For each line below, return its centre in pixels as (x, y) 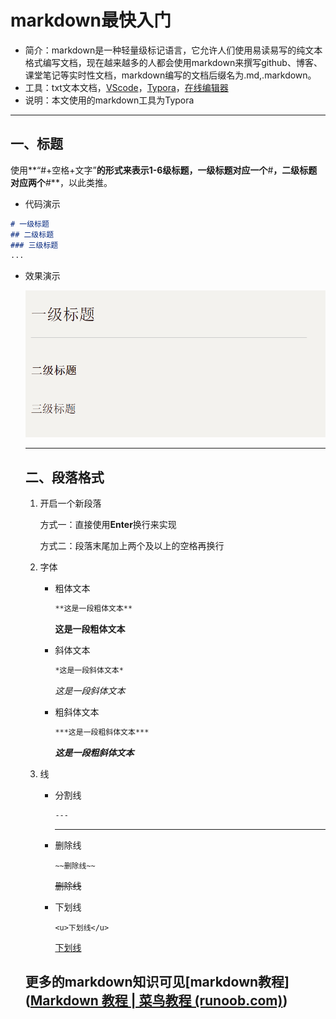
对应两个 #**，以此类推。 (61, 182)
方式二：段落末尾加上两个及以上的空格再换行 (132, 546)
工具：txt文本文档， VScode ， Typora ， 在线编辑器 (126, 87)
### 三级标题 (34, 245)
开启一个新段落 (70, 503)
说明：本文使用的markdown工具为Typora (109, 100)
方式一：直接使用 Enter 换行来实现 (108, 525)
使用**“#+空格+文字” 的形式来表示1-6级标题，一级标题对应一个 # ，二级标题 (164, 170)
